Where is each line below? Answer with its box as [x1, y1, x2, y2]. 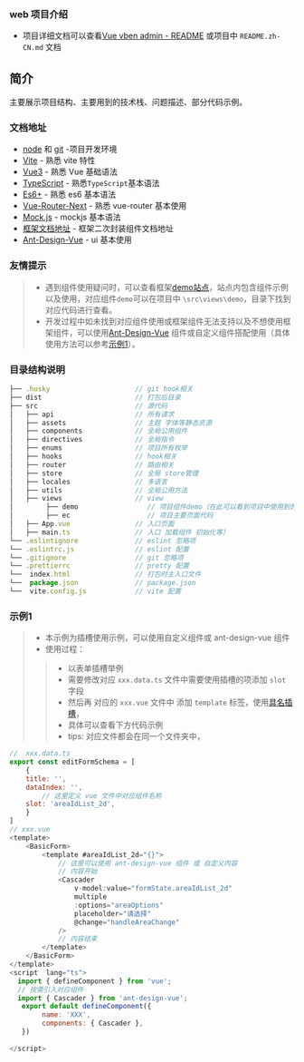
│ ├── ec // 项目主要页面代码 [9, 511, 214, 521]
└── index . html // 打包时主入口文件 [9, 570, 202, 580]
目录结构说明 [9, 363, 66, 375]
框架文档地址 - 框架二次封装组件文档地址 [22, 223, 175, 234]
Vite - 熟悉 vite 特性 [22, 155, 96, 166]
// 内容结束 [57, 934, 98, 944]
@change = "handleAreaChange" [73, 918, 180, 927]
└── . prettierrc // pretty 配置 [9, 561, 190, 570]
